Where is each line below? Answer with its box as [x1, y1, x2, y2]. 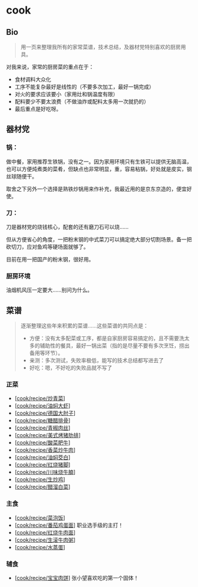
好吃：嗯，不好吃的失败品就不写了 [29, 364, 113, 372]
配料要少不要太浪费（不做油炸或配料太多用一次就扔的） [14, 98, 149, 105]
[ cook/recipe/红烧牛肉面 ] [14, 529, 75, 536]
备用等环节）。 [29, 349, 64, 357]
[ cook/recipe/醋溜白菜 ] [14, 483, 71, 490]
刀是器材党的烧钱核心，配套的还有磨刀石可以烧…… [6, 223, 129, 230]
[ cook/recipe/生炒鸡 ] [14, 476, 65, 483]
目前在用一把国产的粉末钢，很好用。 [6, 255, 94, 263]
